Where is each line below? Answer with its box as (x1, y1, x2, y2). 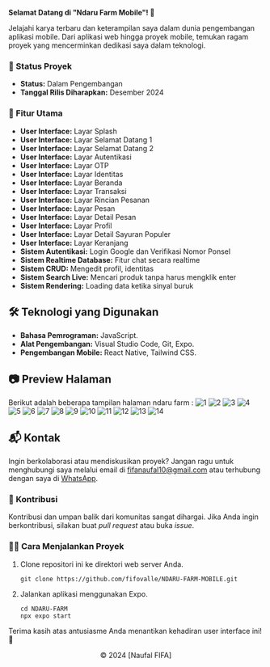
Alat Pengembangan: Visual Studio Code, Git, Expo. (19, 340, 195, 349)
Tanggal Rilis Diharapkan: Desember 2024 (19, 87, 164, 97)
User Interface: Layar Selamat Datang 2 (19, 143, 154, 153)
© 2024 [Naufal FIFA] (99, 650, 172, 660)
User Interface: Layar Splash (19, 126, 117, 136)
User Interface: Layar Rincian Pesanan (19, 195, 150, 205)
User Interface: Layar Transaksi (19, 186, 127, 196)
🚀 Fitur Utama (8, 108, 63, 119)
